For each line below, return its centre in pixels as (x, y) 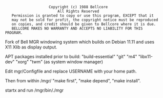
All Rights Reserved (78, 11)
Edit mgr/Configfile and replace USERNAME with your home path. (71, 71)
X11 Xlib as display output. (31, 47)
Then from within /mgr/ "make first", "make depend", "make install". (73, 81)
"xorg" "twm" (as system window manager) (59, 62)
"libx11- (145, 57)
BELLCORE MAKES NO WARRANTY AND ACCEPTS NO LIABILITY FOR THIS (77, 28)
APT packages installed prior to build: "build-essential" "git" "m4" (71, 57)
